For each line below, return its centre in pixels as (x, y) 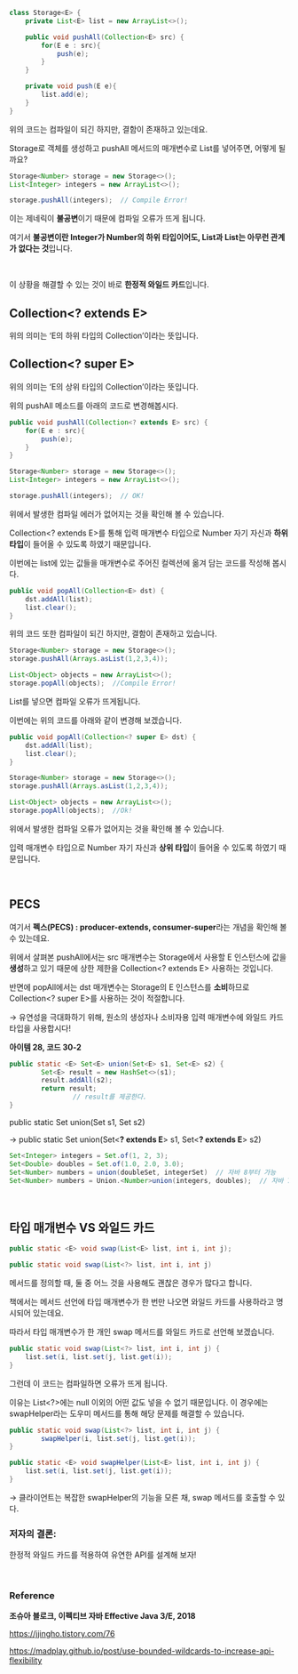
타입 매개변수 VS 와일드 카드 (82, 1227)
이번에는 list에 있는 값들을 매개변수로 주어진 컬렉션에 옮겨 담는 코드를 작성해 (140, 563)
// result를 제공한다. (110, 1097)
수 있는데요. (30, 938)
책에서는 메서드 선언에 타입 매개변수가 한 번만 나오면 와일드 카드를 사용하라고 (142, 1302)
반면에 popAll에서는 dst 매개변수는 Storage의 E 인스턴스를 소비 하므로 (129, 986)
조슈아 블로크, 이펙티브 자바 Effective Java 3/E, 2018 (102, 1616)
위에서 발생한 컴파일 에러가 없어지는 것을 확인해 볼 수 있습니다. (117, 514)
